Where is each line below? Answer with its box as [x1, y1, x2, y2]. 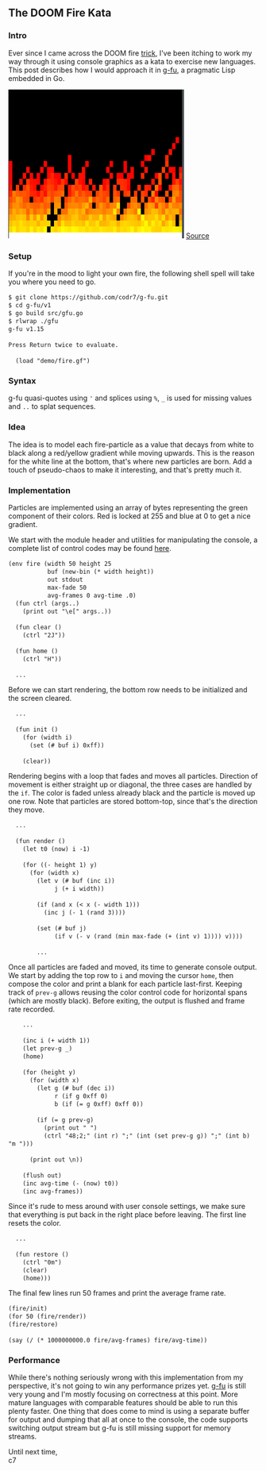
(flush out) [22, 1171, 62, 1180]
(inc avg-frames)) [22, 1187, 83, 1196]
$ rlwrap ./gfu [8, 317, 59, 325]
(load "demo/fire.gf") [15, 356, 91, 364]
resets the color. [8, 1218, 62, 1227]
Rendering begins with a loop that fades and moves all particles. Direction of [8, 771, 258, 780]
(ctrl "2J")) [22, 631, 66, 639]
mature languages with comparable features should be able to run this [8, 1398, 238, 1407]
